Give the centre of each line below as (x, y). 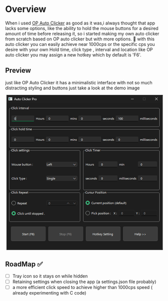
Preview (18, 71)
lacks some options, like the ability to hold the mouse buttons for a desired (82, 28)
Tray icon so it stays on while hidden (50, 276)
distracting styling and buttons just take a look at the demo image (72, 88)
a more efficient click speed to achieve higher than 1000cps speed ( (82, 288)
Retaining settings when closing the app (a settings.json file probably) (84, 282)
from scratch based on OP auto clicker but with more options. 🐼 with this (80, 39)
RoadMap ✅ (24, 264)
